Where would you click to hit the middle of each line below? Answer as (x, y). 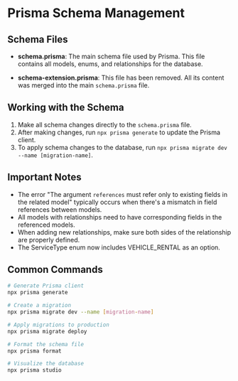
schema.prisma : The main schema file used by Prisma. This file (111, 56)
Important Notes (44, 177)
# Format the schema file (45, 344)
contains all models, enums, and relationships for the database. (110, 64)
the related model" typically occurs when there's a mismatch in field (117, 202)
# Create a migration (39, 306)
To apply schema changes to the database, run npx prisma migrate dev (122, 147)
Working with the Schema (66, 108)
